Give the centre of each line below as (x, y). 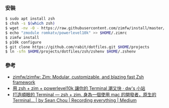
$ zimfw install (22, 37)
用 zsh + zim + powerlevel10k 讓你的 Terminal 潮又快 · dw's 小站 (79, 88)
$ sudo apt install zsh (30, 19)
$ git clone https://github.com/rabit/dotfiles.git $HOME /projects (77, 47)
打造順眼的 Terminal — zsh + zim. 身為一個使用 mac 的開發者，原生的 (84, 94)
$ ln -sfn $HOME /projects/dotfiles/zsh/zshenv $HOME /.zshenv (71, 51)
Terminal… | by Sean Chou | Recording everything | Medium (74, 100)
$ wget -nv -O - (22, 28)
